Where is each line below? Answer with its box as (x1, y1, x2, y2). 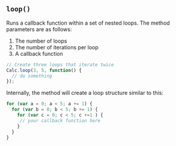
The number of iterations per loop (14, 43, 99, 50)
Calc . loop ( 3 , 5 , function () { (6, 67, 82, 73)
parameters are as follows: (6, 25, 72, 32)
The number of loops (14, 37, 67, 44)
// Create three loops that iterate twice (6, 61, 114, 68)
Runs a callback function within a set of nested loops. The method (6, 19, 170, 26)
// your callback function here (19, 117, 101, 124)
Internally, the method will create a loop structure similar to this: (6, 90, 164, 97)
